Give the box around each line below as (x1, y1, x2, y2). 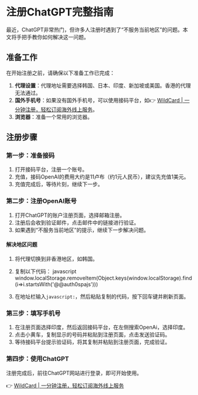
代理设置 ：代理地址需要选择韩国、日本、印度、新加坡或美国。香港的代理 (14, 82, 191, 89)
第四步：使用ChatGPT (6, 355, 69, 363)
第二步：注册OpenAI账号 (6, 197, 77, 205)
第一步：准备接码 (6, 151, 55, 160)
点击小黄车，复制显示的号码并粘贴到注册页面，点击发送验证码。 (14, 331, 170, 338)
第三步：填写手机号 (6, 309, 61, 317)
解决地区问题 (6, 241, 37, 248)
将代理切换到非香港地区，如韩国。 (14, 255, 98, 262)
